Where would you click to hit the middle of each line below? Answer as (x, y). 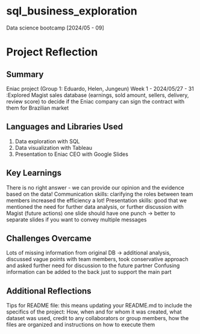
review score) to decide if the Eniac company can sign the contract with (95, 101)
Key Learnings (34, 173)
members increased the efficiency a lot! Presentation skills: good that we (96, 200)
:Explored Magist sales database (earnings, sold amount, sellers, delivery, (98, 95)
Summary (25, 74)
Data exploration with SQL (47, 141)
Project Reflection (52, 52)
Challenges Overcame (49, 238)
